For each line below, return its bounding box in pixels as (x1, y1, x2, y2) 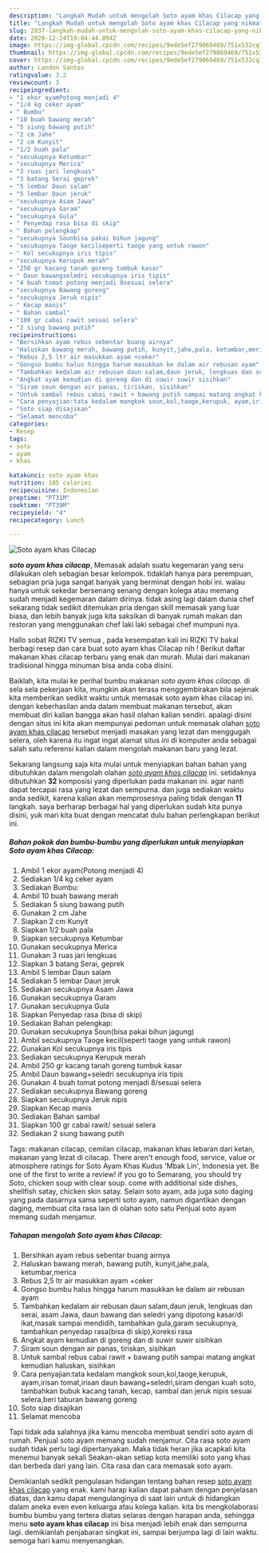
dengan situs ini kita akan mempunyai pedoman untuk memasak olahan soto (9, 719, 260, 728)
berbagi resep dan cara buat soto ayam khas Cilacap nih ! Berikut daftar (9, 644, 246, 653)
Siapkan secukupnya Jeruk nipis (20, 1095, 128, 1104)
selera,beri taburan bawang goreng (20, 1395, 137, 1404)
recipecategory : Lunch (9, 516, 85, 524)
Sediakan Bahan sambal (20, 1111, 101, 1122)
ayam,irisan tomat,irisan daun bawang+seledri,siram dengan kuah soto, (20, 1378, 256, 1388)
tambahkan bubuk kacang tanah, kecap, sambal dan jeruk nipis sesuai (20, 1386, 252, 1396)
